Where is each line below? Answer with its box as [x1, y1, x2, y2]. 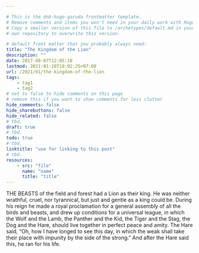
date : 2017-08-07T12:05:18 [6, 58, 73, 64]
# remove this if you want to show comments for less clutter [6, 96, 163, 103]
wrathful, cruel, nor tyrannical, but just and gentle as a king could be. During [6, 197, 192, 204]
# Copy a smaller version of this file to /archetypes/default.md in [6, 25, 182, 31]
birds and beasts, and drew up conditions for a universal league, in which [6, 209, 185, 216]
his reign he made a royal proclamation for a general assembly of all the [6, 203, 181, 210]
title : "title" [21, 173, 60, 180]
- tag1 [17, 80, 33, 86]
